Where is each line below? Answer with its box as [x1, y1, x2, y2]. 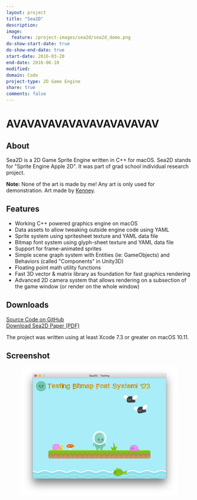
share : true [6, 85, 35, 91]
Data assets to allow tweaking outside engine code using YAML [14, 226, 170, 233]
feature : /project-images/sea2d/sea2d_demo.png [11, 34, 131, 41]
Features [6, 204, 40, 214]
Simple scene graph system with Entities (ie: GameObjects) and [14, 251, 170, 258]
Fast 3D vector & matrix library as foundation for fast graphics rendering [14, 270, 190, 277]
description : [6, 22, 38, 28]
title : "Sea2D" [6, 15, 44, 22]
